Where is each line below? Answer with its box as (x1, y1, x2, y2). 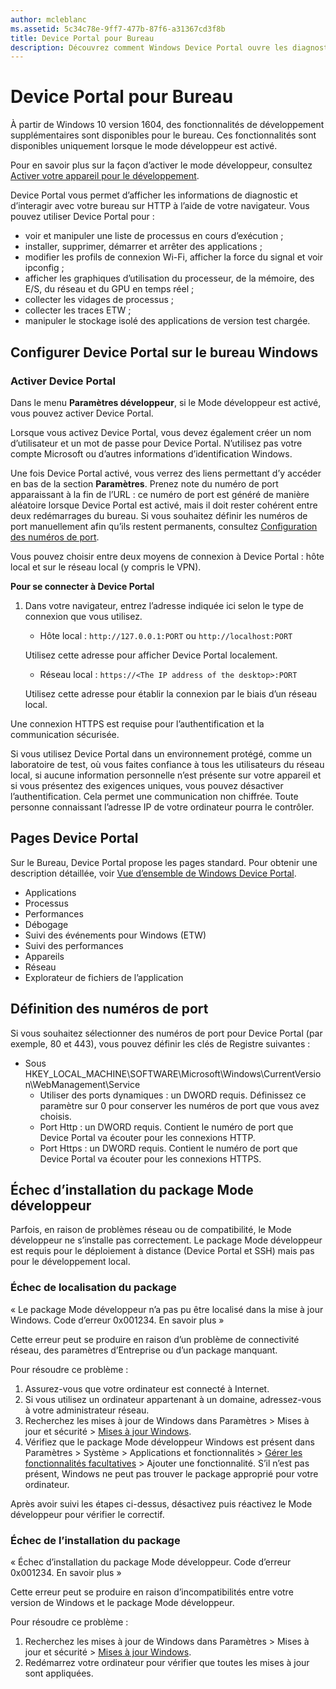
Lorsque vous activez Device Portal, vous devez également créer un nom (10, 426, 312, 438)
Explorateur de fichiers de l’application (24, 971, 184, 983)
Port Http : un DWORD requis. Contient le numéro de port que (39, 1121, 294, 1133)
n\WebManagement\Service (24, 1078, 141, 1090)
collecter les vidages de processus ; (24, 294, 175, 306)
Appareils (24, 950, 65, 962)
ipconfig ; (24, 262, 65, 274)
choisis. (39, 1110, 72, 1122)
